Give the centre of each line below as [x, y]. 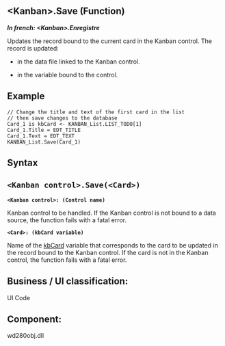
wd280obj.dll [26, 336]
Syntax [23, 163]
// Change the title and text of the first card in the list [96, 112]
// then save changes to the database [62, 118]
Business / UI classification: [68, 281]
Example [26, 96]
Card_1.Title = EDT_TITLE [44, 130]
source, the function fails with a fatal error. [67, 220]
